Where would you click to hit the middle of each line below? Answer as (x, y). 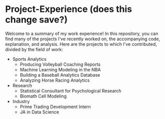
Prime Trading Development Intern (55, 107)
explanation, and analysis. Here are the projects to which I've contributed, (81, 44)
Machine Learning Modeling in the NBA (60, 69)
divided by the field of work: (34, 49)
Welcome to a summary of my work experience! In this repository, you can (82, 33)
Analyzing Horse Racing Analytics (55, 80)
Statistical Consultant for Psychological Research (70, 91)
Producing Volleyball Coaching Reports (60, 64)
